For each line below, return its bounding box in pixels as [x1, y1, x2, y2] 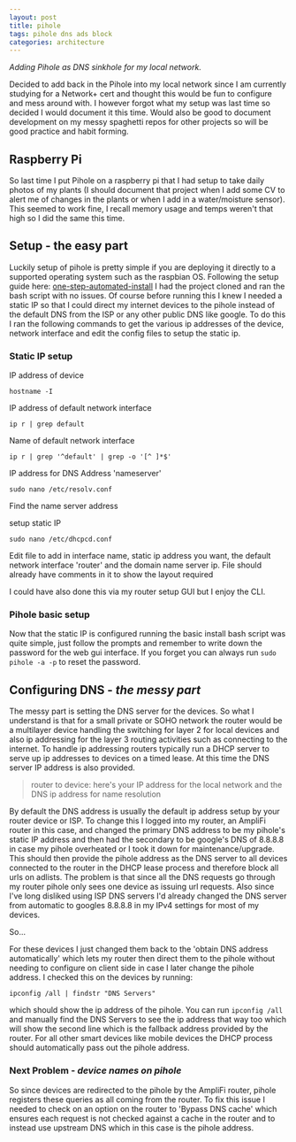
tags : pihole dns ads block [9, 29, 113, 38]
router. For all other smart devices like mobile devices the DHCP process [9, 1033, 274, 1044]
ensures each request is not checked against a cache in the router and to [9, 1113, 276, 1123]
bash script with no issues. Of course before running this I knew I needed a [9, 289, 283, 301]
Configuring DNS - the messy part [9, 683, 201, 698]
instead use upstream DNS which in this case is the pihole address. [9, 1122, 254, 1133]
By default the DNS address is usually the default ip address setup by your [9, 806, 280, 817]
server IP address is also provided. [9, 762, 135, 773]
